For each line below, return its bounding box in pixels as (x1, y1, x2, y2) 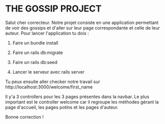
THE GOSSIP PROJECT (5, 3, 102, 14)
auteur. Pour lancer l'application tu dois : (5, 30, 89, 36)
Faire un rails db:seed (12, 59, 58, 65)
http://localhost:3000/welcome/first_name (5, 83, 93, 90)
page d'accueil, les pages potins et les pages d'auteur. (5, 104, 119, 110)
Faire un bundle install (12, 39, 59, 45)
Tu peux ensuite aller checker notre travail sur (5, 78, 101, 84)
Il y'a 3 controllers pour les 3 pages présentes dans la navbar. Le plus (5, 93, 149, 99)
